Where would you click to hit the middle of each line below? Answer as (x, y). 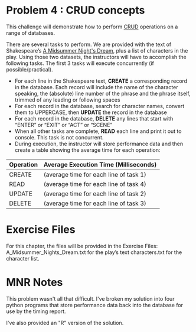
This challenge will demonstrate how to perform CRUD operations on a (92, 27)
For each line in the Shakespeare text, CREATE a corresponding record (101, 81)
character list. (23, 258)
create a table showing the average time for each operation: (87, 150)
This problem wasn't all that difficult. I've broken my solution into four (90, 298)
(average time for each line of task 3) (95, 203)
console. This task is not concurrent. (59, 137)
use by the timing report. (36, 311)
